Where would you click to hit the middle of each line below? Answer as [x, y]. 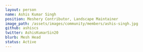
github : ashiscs [22, 28]
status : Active [21, 42]
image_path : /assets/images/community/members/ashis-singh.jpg [72, 24]
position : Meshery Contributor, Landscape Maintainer [62, 19]
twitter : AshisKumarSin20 [32, 33]
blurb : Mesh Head [23, 38]
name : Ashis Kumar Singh [31, 14]
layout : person [21, 10]
